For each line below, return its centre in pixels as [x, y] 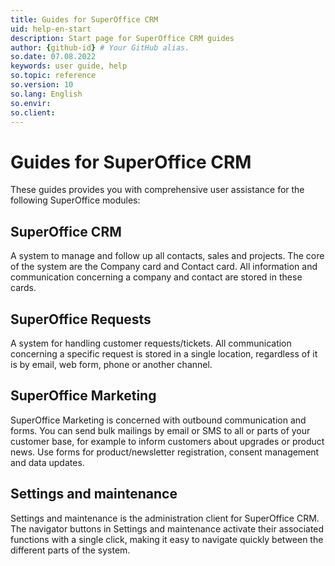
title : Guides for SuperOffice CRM [84, 19]
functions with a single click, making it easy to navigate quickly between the [167, 539]
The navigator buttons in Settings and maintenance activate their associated [167, 528]
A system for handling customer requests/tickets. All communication [151, 343]
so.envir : [31, 103]
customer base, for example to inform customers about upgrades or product [167, 441]
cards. [23, 288]
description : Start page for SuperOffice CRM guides [122, 38]
